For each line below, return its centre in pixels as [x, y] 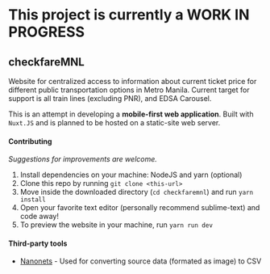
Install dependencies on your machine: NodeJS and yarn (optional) [131, 175]
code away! [39, 217]
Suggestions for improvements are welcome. [83, 159]
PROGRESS [47, 32]
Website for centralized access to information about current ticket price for [133, 81]
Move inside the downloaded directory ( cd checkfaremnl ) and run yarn [137, 192]
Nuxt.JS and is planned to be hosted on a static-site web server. [114, 122]
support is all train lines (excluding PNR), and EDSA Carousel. [110, 98]
